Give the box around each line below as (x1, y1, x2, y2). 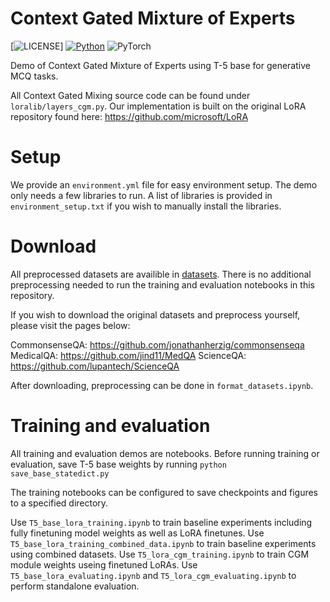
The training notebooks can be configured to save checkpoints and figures (10, 486, 319, 498)
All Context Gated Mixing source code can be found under (10, 89, 251, 101)
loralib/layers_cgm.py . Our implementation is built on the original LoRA (10, 100, 307, 112)
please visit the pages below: (10, 319, 131, 331)
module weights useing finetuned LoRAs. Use (10, 558, 198, 571)
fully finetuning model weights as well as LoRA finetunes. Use (10, 527, 265, 539)
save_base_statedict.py (10, 468, 110, 479)
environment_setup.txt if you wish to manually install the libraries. (10, 200, 282, 212)
